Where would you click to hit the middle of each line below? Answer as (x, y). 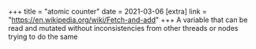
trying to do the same (43, 36)
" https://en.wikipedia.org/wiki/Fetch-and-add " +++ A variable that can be (128, 20)
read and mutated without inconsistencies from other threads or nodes (123, 28)
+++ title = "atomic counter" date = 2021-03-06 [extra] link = (108, 11)
